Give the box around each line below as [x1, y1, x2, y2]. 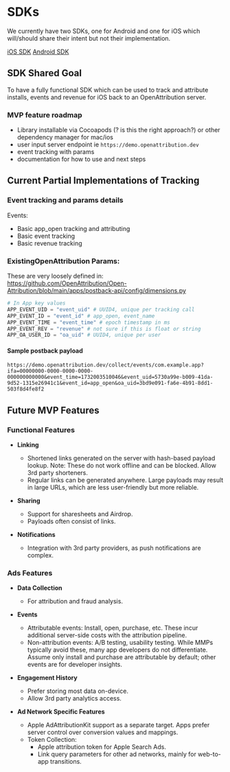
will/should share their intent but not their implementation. [7, 34, 171, 42]
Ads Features [7, 569, 53, 578]
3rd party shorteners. [27, 469, 88, 477]
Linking [16, 441, 39, 449]
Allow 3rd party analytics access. [27, 694, 122, 703]
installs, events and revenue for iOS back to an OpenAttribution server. [7, 93, 207, 101]
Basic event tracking [16, 232, 76, 240]
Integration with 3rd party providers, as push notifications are [27, 544, 201, 552]
